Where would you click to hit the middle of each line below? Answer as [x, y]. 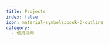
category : [18, 28]
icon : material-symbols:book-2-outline [55, 22]
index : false [22, 17]
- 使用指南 [23, 33]
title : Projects [26, 11]
